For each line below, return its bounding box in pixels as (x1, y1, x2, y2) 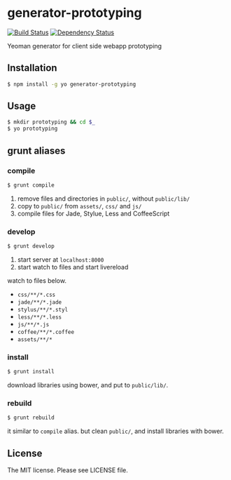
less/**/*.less (17, 314, 62, 321)
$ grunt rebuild (7, 414, 55, 422)
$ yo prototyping (7, 125, 58, 133)
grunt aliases (7, 145, 66, 156)
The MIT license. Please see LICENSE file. (7, 466, 128, 474)
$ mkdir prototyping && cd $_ (7, 119, 96, 126)
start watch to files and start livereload (17, 262, 129, 271)
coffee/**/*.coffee (17, 328, 75, 335)
